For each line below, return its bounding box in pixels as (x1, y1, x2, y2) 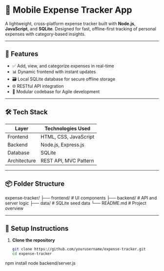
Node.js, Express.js (41, 141, 84, 148)
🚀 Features (5, 50, 39, 58)
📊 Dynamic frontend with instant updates (12, 69, 96, 74)
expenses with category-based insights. (5, 31, 86, 37)
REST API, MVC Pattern (41, 157, 94, 164)
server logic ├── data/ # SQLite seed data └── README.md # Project (5, 200, 146, 206)
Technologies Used (44, 125, 91, 132)
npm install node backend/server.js (5, 260, 76, 266)
